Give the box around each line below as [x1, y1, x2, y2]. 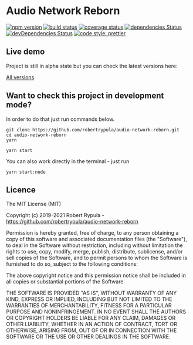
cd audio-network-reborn [6, 132, 67, 138]
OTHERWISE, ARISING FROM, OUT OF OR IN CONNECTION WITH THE [6, 327, 177, 334]
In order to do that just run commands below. [6, 116, 115, 123]
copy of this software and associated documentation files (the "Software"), [6, 236, 188, 243]
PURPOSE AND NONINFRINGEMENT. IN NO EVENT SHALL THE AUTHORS [6, 308, 187, 315]
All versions [6, 73, 35, 80]
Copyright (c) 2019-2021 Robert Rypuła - [6, 212, 104, 219]
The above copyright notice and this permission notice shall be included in [6, 272, 186, 279]
